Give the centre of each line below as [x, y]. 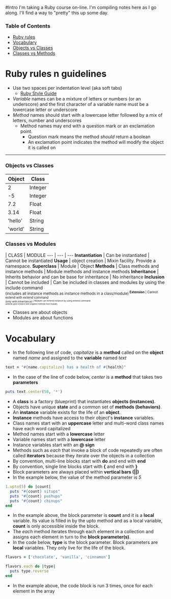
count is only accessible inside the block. [56, 526]
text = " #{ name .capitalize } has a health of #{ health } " [66, 367]
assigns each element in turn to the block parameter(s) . [72, 537]
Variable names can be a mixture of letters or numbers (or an [77, 99]
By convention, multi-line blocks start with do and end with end [79, 461]
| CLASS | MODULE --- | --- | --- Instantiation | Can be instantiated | [77, 255]
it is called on [42, 148]
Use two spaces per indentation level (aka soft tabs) [67, 88]
